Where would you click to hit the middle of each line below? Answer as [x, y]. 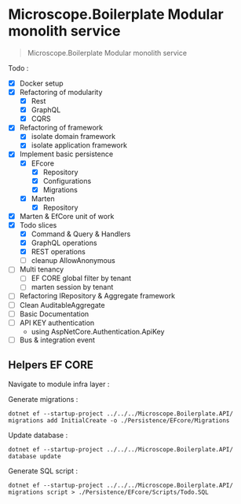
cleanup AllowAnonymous [73, 261]
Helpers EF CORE [51, 365]
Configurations [67, 181]
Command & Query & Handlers [81, 234]
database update [35, 456]
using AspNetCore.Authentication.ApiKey [98, 331]
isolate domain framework [73, 137]
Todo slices [38, 225]
